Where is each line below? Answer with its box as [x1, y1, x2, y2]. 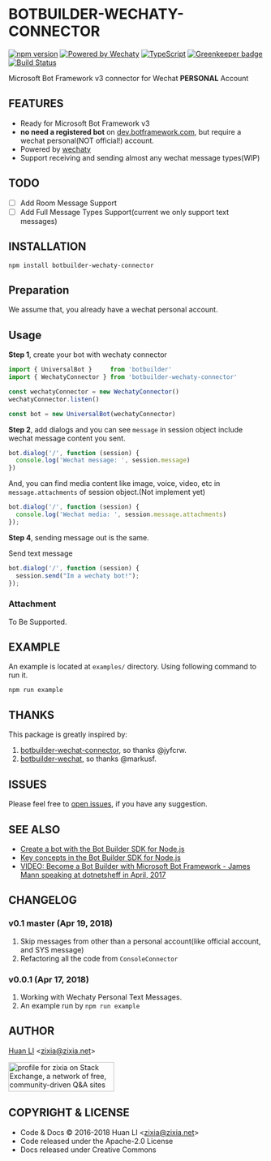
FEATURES [8, 97, 64, 110]
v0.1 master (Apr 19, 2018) [8, 918, 114, 929]
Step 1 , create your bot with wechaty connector [8, 350, 168, 359]
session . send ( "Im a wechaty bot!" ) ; [15, 571, 140, 580]
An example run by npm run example [19, 1000, 140, 1010]
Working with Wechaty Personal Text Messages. [19, 991, 183, 1002]
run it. [8, 670, 28, 680]
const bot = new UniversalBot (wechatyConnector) [8, 410, 176, 418]
